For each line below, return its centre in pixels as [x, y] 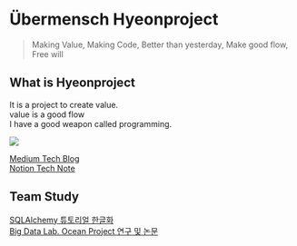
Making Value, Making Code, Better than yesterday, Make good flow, [160, 44]
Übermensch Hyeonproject [114, 20]
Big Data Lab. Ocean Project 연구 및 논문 [84, 231]
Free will [47, 54]
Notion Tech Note [42, 168]
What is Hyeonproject [73, 83]
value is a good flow [47, 114]
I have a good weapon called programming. [91, 123]
